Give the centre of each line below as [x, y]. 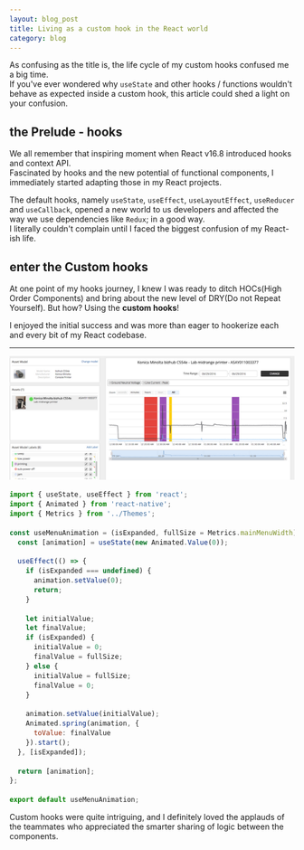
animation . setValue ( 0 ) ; [78, 581]
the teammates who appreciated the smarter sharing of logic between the [147, 826]
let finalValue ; [57, 628]
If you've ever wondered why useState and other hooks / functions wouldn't [151, 84]
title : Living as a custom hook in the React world [109, 28]
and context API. [40, 164]
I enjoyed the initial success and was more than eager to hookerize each [144, 325]
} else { [42, 666]
